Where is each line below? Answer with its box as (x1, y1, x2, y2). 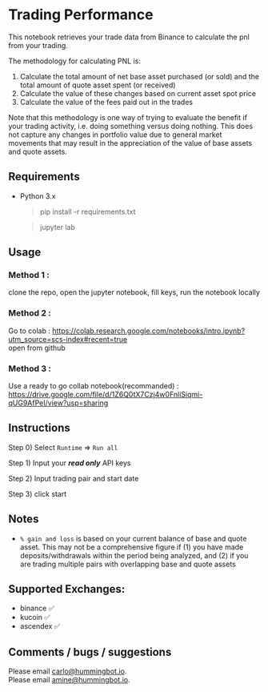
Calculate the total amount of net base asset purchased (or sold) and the (19, 71, 260, 81)
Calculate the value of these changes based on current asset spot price (19, 88, 256, 98)
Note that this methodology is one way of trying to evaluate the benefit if (8, 112, 248, 122)
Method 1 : (8, 270, 50, 281)
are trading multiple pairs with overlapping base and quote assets (19, 559, 236, 569)
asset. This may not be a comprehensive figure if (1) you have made (19, 542, 244, 552)
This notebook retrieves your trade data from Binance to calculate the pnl (8, 32, 250, 42)
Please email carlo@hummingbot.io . (8, 666, 127, 676)
